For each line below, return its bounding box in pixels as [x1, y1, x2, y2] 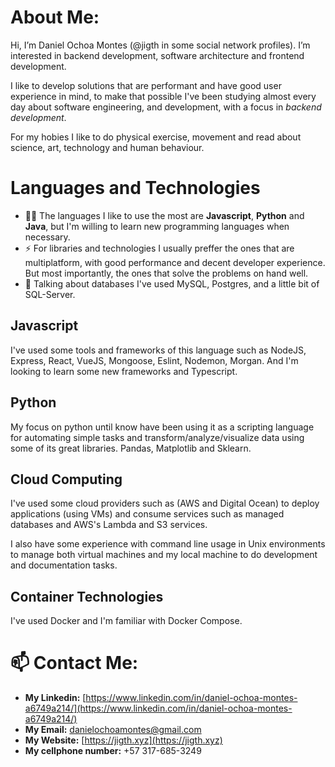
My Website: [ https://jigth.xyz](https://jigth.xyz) [24, 734, 223, 746]
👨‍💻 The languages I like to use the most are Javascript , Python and [24, 209, 305, 221]
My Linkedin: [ [24, 692, 87, 704]
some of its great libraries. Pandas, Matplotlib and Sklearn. [10, 442, 252, 454]
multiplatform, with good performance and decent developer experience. [24, 256, 326, 268]
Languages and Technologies [10, 177, 261, 200]
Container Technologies [10, 588, 164, 605]
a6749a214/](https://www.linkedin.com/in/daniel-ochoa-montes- [24, 702, 293, 715]
